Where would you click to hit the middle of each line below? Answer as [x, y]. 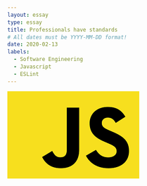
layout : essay [28, 15]
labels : [19, 52]
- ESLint [26, 74]
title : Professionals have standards [63, 29]
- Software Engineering [48, 60]
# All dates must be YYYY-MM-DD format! [68, 37]
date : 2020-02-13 [33, 45]
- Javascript [33, 67]
